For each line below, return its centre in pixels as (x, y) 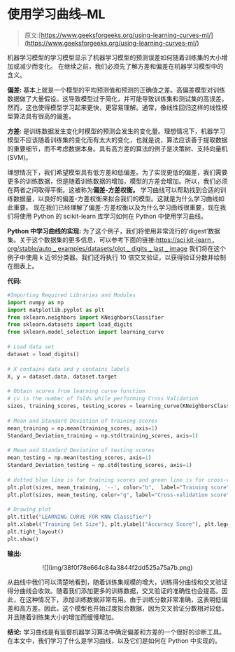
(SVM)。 (20, 157)
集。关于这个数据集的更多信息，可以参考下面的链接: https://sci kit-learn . (111, 240)
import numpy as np (36, 302)
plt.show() (23, 539)
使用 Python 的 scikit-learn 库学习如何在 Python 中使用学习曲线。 (113, 216)
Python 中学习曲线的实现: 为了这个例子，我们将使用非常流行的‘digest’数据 (114, 231)
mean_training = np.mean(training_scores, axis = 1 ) (83, 428)
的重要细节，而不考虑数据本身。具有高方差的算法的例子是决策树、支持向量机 (117, 149)
